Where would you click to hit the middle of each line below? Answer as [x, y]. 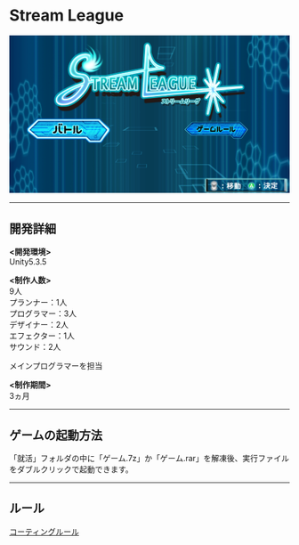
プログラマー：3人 [43, 313]
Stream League [67, 16]
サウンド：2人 [35, 347]
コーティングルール [44, 532]
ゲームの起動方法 [56, 435]
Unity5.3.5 [28, 262]
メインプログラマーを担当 [56, 366]
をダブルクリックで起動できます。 [71, 469]
